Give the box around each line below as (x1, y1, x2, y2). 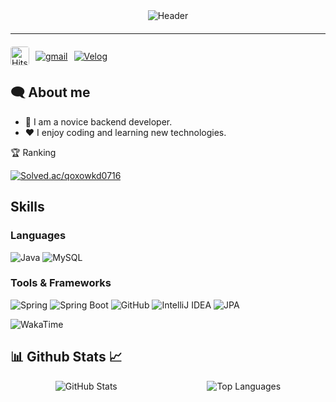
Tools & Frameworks (10, 276, 112, 290)
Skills (10, 199, 45, 216)
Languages (10, 229, 67, 243)
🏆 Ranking (10, 146, 57, 158)
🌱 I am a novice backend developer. (24, 115, 173, 128)
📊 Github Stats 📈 (10, 349, 123, 366)
